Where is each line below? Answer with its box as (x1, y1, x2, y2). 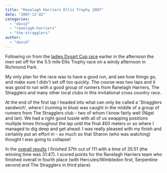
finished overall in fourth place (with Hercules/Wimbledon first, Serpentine (5, 157, 158, 163)
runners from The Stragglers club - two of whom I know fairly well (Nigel (5, 110, 155, 116)
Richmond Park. (5, 64, 38, 70)
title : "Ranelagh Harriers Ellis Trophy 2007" (5, 7, 104, 12)
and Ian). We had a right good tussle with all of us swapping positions (5, 115, 148, 121)
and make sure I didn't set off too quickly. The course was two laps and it (5, 79, 156, 85)
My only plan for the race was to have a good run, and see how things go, (5, 73, 157, 80)
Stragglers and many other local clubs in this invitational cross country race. (5, 89, 162, 95)
